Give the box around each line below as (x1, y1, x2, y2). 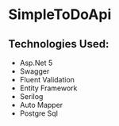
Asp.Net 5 (19, 58, 53, 67)
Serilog (19, 92, 44, 101)
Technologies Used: (8, 37, 109, 51)
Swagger (19, 67, 50, 76)
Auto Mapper (19, 101, 63, 109)
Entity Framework (19, 83, 78, 93)
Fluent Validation (19, 75, 75, 84)
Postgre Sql (19, 109, 58, 118)
